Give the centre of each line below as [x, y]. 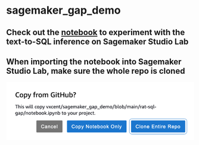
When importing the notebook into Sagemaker [94, 62]
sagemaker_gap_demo [63, 10]
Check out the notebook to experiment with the [96, 32]
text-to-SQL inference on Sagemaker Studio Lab [97, 41]
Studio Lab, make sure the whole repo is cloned [96, 71]
